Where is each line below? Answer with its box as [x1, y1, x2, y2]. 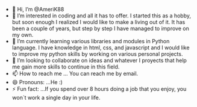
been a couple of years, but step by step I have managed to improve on [11, 25, 190, 32]
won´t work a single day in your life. [11, 94, 101, 101]
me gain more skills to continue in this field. [11, 63, 120, 70]
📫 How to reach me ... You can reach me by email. [11, 70, 139, 77]
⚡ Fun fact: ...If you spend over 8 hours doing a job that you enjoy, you [11, 85, 187, 93]
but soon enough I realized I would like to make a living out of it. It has [11, 19, 186, 25]
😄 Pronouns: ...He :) [11, 79, 63, 85]
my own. [11, 31, 34, 38]
